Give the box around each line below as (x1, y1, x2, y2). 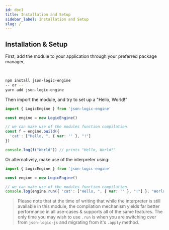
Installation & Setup (5, 40, 68, 48)
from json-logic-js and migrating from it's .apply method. (17, 219, 139, 225)
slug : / (5, 21, 22, 27)
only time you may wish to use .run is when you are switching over (17, 214, 156, 220)
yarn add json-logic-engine (5, 87, 64, 92)
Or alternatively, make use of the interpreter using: (5, 156, 110, 162)
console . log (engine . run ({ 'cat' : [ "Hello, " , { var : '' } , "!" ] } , (5, 189, 150, 194)
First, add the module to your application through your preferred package (5, 53, 157, 59)
